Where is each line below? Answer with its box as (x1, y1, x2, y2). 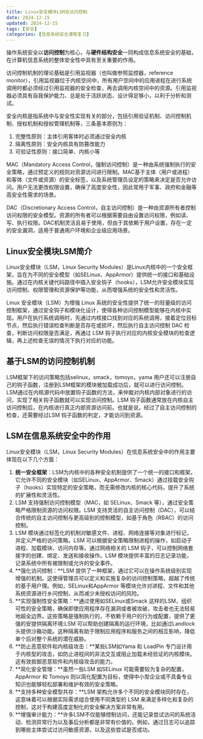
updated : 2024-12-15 (6, 20, 59, 26)
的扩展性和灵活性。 (14, 491, 63, 499)
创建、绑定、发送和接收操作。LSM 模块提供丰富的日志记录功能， (31, 552, 192, 559)
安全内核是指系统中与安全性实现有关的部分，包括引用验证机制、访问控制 (6, 113, 186, 120)
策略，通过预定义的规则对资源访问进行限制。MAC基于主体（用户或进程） (11, 168, 193, 176)
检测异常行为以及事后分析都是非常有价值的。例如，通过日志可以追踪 (25, 718, 195, 726)
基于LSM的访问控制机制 (6, 356, 95, 366)
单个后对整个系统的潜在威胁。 (14, 635, 89, 642)
